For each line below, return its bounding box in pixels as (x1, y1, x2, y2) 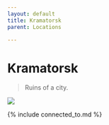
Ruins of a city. (24, 83, 69, 92)
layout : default (7, 10, 55, 18)
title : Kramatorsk (7, 17, 62, 24)
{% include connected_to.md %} (7, 110, 103, 119)
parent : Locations (7, 23, 62, 30)
